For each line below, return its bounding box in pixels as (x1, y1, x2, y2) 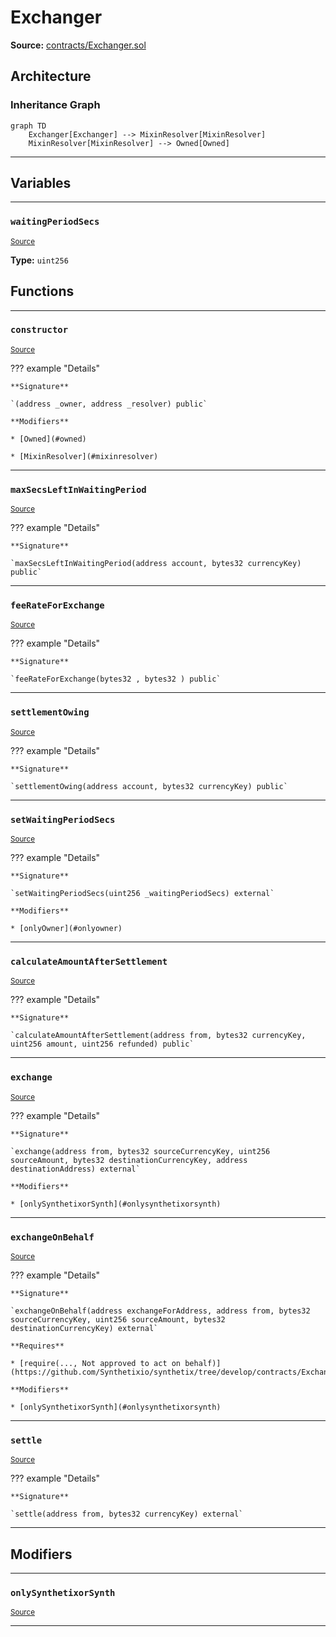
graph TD (10, 121, 47, 131)
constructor (10, 324, 69, 336)
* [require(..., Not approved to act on (10, 1358, 182, 1368)
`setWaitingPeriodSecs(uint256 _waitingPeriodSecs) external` (10, 889, 275, 899)
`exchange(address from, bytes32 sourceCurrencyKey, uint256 (10, 1146, 271, 1156)
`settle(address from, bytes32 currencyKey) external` (10, 1509, 244, 1520)
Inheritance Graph (10, 98, 101, 112)
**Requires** (10, 1341, 65, 1351)
